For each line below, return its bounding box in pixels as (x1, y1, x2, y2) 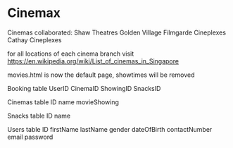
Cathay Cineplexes (7, 35, 62, 44)
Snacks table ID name (7, 111, 71, 120)
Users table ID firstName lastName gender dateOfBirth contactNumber (7, 125, 213, 133)
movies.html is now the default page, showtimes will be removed (7, 70, 195, 79)
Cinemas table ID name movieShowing (7, 97, 120, 106)
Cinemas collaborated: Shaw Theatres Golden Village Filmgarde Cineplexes (7, 28, 227, 37)
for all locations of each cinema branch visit (7, 49, 134, 58)
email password (7, 132, 53, 141)
